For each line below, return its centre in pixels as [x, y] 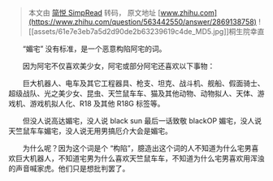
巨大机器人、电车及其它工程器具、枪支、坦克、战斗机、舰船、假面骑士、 [143, 83]
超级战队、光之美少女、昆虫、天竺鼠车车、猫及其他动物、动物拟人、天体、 [133, 93]
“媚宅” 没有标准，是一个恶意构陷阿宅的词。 [94, 49]
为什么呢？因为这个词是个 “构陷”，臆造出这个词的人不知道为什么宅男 [137, 148]
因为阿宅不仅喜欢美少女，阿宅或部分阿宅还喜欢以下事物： [119, 66]
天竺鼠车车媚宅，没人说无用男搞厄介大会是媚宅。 [90, 131]
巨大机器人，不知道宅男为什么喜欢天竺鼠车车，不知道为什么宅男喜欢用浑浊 [140, 158]
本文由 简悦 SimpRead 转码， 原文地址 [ [94, 13]
